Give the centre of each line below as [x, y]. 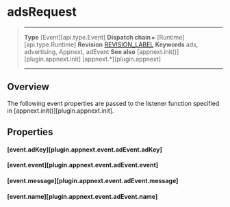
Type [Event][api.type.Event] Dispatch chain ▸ [90, 37]
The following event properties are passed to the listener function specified [113, 103]
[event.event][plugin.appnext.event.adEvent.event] [83, 165]
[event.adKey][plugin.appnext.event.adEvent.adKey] [85, 149]
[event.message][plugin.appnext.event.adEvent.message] [93, 180]
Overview [28, 87]
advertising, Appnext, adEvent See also [79, 51]
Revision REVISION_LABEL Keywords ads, [138, 44]
